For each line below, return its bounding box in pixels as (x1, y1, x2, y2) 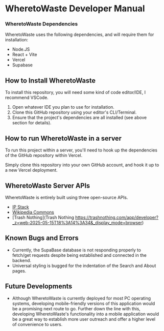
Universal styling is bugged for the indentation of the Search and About (12, 263, 156, 269)
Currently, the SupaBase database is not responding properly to (12, 247, 141, 253)
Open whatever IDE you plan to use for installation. (12, 104, 115, 110)
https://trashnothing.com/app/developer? (75, 214, 159, 220)
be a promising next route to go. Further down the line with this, (12, 305, 141, 311)
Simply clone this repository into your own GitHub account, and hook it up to (5, 162, 159, 168)
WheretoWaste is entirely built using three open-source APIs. (5, 194, 128, 200)
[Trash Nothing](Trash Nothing (12, 214, 74, 220)
